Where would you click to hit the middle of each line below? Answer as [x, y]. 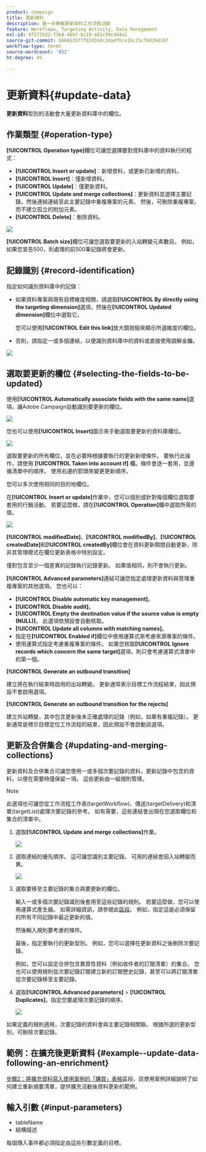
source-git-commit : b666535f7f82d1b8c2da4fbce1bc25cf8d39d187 [87, 40]
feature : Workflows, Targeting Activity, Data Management [82, 29]
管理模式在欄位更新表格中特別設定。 [63, 552]
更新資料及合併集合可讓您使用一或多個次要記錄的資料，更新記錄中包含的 [97, 771]
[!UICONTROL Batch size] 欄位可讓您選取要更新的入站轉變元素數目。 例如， [102, 242]
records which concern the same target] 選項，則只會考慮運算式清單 [102, 651]
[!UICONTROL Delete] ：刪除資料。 [59, 217]
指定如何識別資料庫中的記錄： [44, 286]
